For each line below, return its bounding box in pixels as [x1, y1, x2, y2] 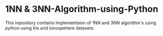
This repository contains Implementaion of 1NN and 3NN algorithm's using [5, 20, 157, 26]
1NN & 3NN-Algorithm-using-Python [5, 3, 159, 15]
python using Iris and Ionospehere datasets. [5, 25, 95, 31]
